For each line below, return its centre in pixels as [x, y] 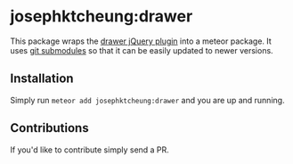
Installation [42, 79]
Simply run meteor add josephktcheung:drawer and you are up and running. [147, 100]
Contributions [49, 128]
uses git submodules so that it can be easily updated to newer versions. [142, 50]
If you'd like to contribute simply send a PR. [90, 150]
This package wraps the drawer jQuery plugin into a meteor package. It [141, 41]
